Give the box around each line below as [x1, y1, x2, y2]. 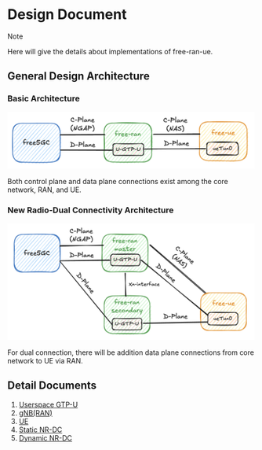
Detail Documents [7, 379, 97, 393]
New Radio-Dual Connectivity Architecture [7, 205, 174, 216]
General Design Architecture [7, 69, 150, 83]
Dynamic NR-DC [18, 433, 72, 442]
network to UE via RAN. [7, 356, 83, 365]
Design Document [7, 6, 127, 24]
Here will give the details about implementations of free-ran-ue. [7, 46, 213, 56]
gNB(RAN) [18, 408, 53, 418]
